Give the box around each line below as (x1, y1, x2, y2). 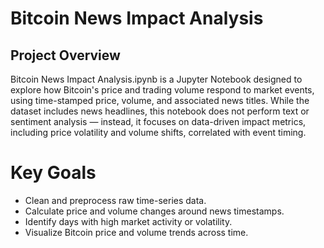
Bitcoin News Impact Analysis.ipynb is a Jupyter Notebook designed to (10, 73, 303, 85)
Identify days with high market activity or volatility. (24, 215, 233, 227)
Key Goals (10, 162, 97, 184)
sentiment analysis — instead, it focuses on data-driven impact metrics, (10, 116, 307, 127)
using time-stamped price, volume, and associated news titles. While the (10, 95, 310, 106)
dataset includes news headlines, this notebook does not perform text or (10, 105, 310, 117)
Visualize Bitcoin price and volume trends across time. (24, 226, 249, 238)
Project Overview (10, 47, 121, 64)
